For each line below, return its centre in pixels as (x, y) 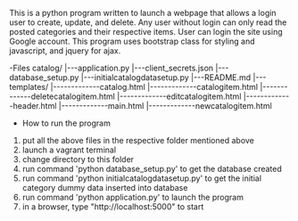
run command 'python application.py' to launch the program (132, 197)
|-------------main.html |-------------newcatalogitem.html (165, 106)
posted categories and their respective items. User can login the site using (146, 32)
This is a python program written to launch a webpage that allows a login (143, 13)
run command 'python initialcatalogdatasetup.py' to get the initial (141, 178)
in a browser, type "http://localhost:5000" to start (113, 207)
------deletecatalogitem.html (62, 96)
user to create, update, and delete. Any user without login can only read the (148, 22)
